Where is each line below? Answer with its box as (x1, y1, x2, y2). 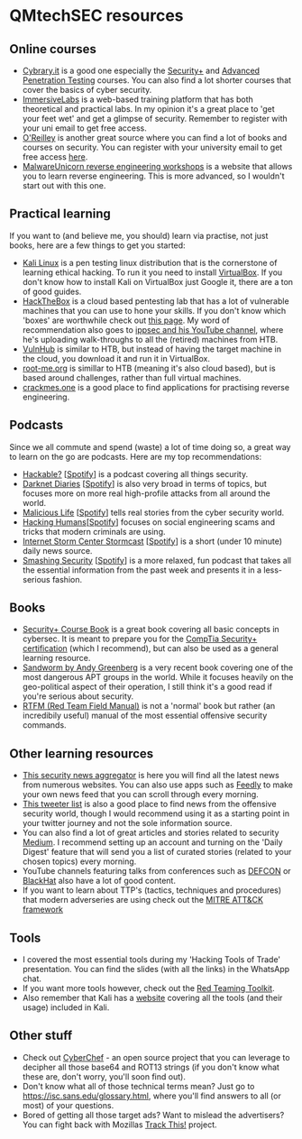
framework (22, 904, 64, 915)
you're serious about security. (22, 691, 134, 702)
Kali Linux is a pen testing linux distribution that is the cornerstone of (22, 257, 278, 268)
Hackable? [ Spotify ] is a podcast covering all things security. (22, 468, 249, 479)
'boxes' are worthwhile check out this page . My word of (22, 315, 230, 326)
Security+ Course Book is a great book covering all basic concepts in (22, 624, 279, 635)
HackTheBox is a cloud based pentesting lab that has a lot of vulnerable (22, 295, 290, 307)
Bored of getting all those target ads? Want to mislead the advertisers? (22, 1109, 285, 1120)
